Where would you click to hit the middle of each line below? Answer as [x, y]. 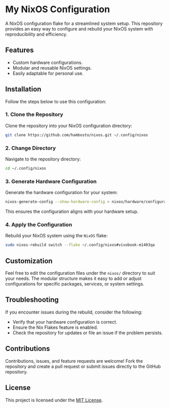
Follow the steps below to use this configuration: [56, 101]
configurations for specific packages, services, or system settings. [75, 284]
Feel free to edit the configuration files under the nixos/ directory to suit [80, 273]
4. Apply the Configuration [39, 225]
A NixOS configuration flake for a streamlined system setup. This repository [84, 23]
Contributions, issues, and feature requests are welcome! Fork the [74, 361]
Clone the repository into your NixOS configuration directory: [69, 125]
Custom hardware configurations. [48, 62]
